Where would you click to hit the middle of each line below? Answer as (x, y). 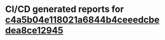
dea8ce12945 (34, 30)
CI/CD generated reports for (64, 9)
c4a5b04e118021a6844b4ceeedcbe (82, 20)
